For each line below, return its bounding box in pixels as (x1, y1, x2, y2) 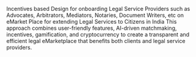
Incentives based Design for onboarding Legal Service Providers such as (6, 5, 190, 12)
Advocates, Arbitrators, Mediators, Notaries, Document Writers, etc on (6, 12, 184, 19)
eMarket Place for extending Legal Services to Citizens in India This (6, 18, 177, 25)
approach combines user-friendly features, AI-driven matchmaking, (6, 24, 177, 32)
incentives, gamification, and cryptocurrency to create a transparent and (6, 31, 190, 38)
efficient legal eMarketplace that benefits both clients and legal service (6, 38, 186, 44)
